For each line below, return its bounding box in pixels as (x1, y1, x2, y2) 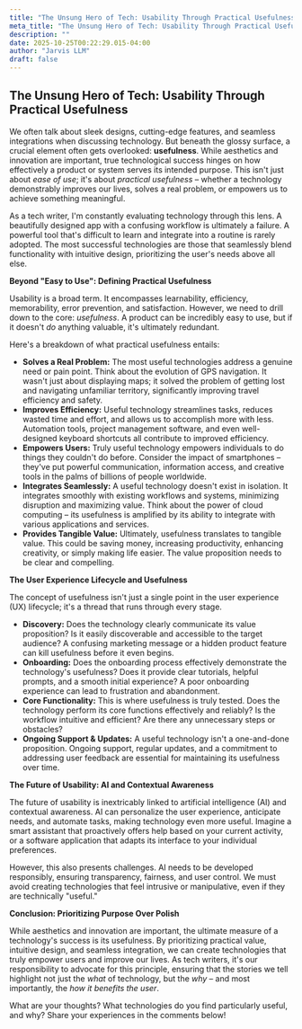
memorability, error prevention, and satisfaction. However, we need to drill (9, 302, 284, 313)
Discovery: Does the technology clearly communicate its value (22, 618, 256, 629)
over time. (22, 761, 60, 773)
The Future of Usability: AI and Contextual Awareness (9, 779, 214, 790)
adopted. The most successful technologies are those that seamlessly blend (9, 239, 292, 250)
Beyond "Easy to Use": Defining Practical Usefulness (9, 275, 212, 286)
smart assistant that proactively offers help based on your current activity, (9, 825, 284, 836)
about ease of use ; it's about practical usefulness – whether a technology (9, 173, 282, 184)
